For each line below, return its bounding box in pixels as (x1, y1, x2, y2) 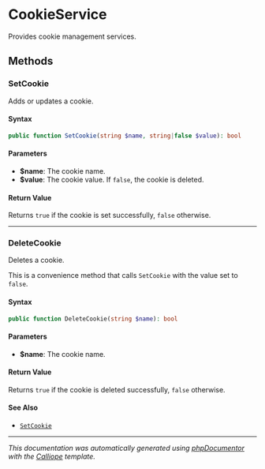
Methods (8, 54, 54, 68)
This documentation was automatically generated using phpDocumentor (8, 444, 245, 453)
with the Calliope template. (8, 452, 96, 461)
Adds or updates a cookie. (8, 96, 94, 106)
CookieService (8, 6, 107, 24)
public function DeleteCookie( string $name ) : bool (8, 314, 178, 323)
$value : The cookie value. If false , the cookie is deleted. (19, 174, 204, 184)
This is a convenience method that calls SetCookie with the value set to (8, 271, 238, 280)
